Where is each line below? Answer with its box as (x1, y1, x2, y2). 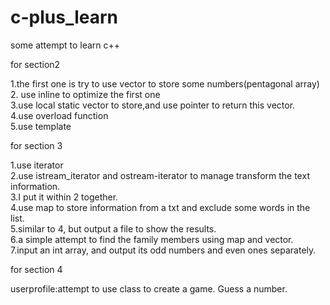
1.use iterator (10, 159, 64, 171)
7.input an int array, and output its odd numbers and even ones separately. (10, 244, 317, 256)
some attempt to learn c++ (10, 39, 121, 51)
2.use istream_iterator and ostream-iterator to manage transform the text (10, 169, 310, 181)
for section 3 (10, 139, 63, 151)
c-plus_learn (10, 6, 119, 29)
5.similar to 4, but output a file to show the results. (10, 222, 217, 235)
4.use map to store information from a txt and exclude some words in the (10, 201, 311, 213)
